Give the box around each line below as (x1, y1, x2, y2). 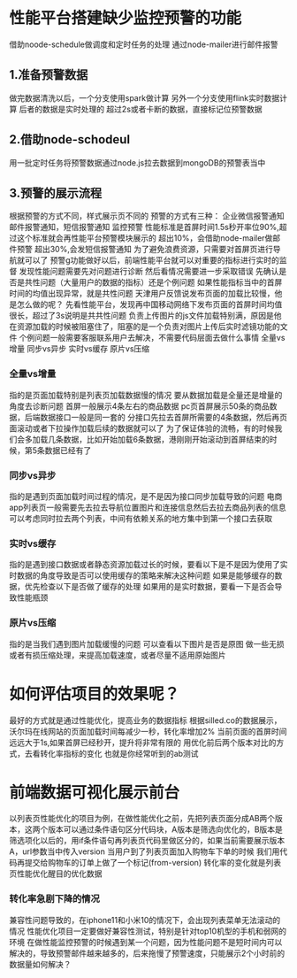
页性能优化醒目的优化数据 (9, 868, 103, 879)
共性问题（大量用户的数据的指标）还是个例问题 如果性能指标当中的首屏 (24, 277, 283, 288)
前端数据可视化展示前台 (9, 782, 180, 802)
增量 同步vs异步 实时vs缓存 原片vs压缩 (9, 343, 150, 354)
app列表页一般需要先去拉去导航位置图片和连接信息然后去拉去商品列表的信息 (9, 502, 287, 512)
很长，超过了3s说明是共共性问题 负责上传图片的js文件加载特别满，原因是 (9, 311, 274, 321)
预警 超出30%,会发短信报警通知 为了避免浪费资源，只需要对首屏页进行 (16, 244, 274, 255)
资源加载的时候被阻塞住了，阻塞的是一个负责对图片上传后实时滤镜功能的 (16, 321, 280, 332)
